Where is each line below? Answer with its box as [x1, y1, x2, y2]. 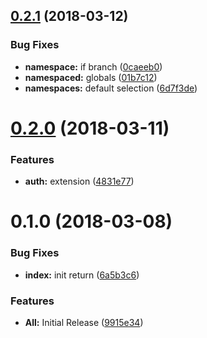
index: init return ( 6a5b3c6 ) [24, 269, 140, 281]
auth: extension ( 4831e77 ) [24, 175, 135, 188]
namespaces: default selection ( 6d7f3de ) [24, 82, 198, 94]
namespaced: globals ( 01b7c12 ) [24, 71, 158, 83]
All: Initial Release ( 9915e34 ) [24, 316, 144, 328]
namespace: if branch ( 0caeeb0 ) [24, 60, 163, 73]
